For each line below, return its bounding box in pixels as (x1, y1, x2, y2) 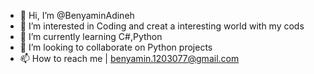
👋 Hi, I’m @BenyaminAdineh (19, 10, 135, 21)
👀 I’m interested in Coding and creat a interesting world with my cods (19, 20, 305, 32)
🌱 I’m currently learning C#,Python (19, 31, 163, 42)
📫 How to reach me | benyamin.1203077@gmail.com (19, 53, 240, 64)
